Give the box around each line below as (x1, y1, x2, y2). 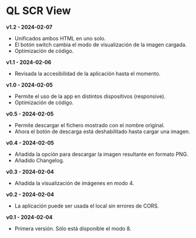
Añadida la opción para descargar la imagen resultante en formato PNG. (14, 151, 188, 158)
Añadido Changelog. (14, 157, 64, 164)
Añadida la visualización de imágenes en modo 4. (14, 179, 135, 186)
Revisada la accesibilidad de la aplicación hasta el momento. (14, 70, 161, 77)
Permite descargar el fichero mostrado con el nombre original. (14, 121, 165, 128)
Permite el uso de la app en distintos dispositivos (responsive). (14, 93, 166, 100)
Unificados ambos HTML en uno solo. (14, 35, 106, 42)
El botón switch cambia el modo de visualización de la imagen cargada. (14, 41, 187, 48)
